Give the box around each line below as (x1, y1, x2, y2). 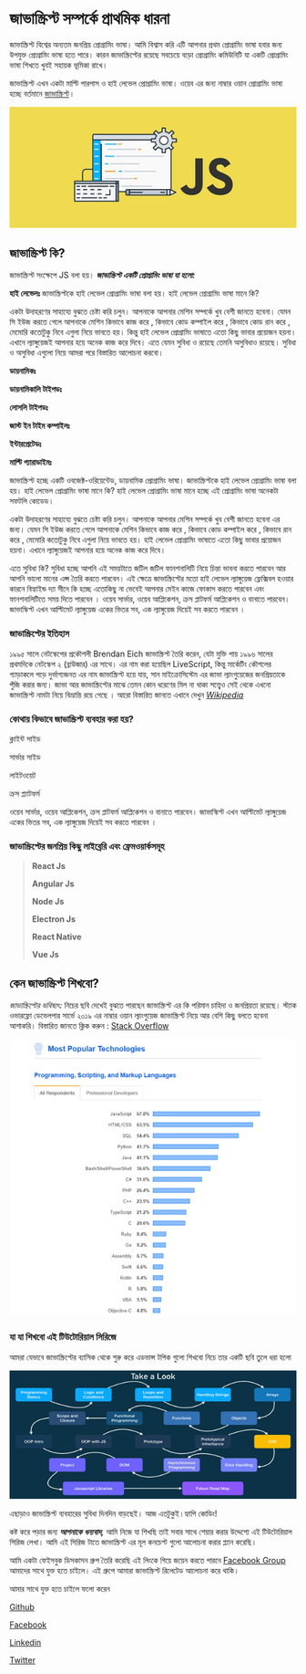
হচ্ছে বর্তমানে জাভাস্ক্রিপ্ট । (9, 88, 76, 99)
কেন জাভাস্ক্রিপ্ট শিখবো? (9, 976, 99, 991)
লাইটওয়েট (9, 770, 36, 781)
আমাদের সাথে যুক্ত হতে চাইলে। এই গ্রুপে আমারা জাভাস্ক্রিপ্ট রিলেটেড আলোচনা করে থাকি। (9, 1564, 240, 1575)
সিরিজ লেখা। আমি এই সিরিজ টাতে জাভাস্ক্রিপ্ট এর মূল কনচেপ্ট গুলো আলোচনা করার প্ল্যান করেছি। (9, 1536, 258, 1547)
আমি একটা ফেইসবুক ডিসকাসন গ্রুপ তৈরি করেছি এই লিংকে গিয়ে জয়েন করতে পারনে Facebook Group (9, 1554, 287, 1565)
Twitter (9, 1654, 36, 1665)
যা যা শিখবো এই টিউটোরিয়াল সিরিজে (9, 1331, 117, 1344)
